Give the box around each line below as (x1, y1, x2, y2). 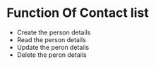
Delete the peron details (16, 51, 87, 59)
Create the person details (16, 28, 91, 37)
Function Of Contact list (6, 5, 149, 21)
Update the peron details (16, 43, 90, 51)
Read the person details (16, 35, 86, 44)
